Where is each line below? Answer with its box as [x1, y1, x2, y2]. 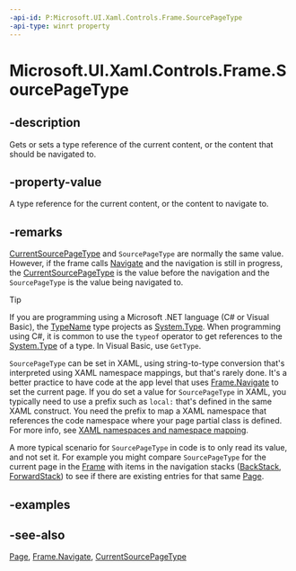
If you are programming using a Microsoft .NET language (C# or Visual [9, 312, 270, 323]
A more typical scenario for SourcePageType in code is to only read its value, [9, 442, 288, 453]
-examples [9, 496, 71, 513]
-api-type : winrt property [9, 22, 110, 31]
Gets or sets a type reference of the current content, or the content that [9, 138, 274, 149]
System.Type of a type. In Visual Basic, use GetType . [9, 341, 202, 352]
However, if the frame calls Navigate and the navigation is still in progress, [9, 258, 283, 269]
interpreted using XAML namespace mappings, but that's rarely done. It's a [9, 368, 287, 379]
